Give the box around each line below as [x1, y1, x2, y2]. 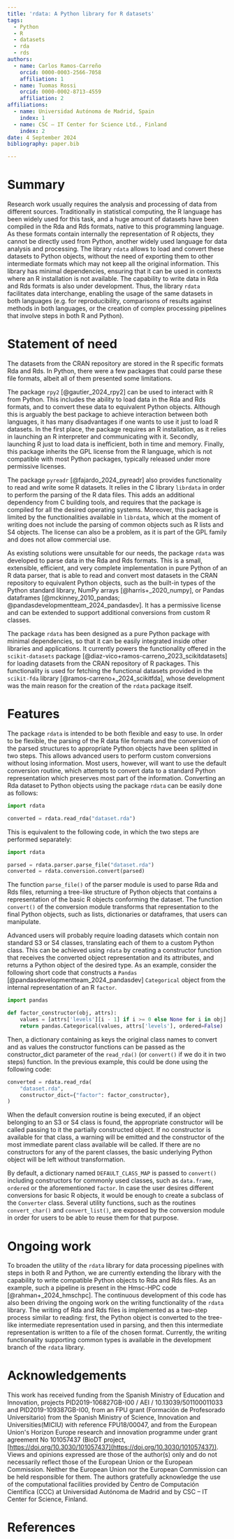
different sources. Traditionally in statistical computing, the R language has [7, 207, 222, 216]
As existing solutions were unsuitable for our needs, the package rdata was [7, 549, 225, 557]
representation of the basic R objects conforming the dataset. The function [7, 895, 223, 904]
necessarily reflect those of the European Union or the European [7, 1458, 193, 1466]
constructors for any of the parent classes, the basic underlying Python [7, 1148, 213, 1157]
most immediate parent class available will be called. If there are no [7, 1140, 200, 1149]
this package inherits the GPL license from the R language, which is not [7, 448, 212, 455]
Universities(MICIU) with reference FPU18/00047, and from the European [7, 1421, 217, 1429]
